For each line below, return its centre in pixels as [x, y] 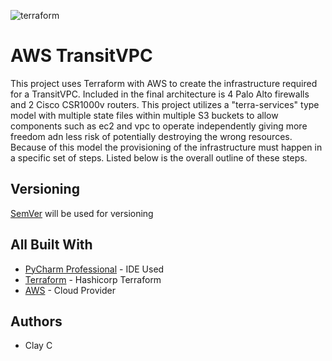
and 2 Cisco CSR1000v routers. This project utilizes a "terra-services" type [165, 104]
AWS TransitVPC [81, 56]
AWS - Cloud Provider [70, 290]
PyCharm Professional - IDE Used [94, 269]
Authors [36, 321]
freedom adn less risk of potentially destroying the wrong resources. [151, 136]
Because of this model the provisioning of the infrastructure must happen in [166, 147]
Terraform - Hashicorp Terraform [93, 279]
